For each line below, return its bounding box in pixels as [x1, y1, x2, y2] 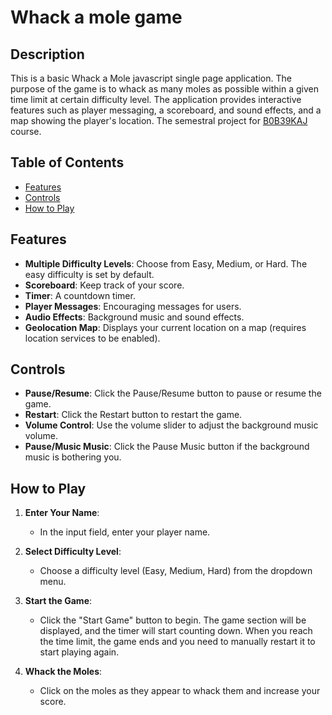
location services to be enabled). [24, 332, 161, 344]
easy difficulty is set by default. [24, 268, 155, 280]
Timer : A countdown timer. [24, 289, 136, 301]
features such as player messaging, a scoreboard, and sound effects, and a [10, 104, 322, 116]
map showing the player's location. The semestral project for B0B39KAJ [10, 115, 308, 126]
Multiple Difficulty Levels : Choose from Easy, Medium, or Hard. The [24, 257, 308, 270]
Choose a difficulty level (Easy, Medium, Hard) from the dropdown [39, 565, 313, 577]
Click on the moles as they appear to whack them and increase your [39, 685, 321, 697]
